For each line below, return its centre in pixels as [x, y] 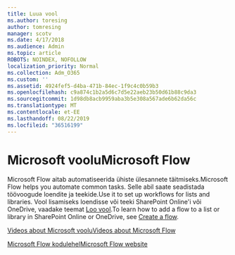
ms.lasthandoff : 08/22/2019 [49, 118]
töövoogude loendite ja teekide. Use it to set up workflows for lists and [109, 194]
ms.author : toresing [38, 20]
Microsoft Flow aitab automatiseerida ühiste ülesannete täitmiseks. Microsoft [118, 180]
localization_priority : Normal [53, 66]
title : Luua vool [33, 14]
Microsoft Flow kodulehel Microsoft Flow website [77, 244]
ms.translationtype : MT [42, 106]
